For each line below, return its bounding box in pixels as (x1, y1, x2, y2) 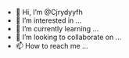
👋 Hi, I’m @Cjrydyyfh (15, 8, 84, 16)
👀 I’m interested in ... (15, 16, 82, 25)
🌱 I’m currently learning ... (15, 24, 99, 33)
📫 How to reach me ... (15, 42, 88, 50)
